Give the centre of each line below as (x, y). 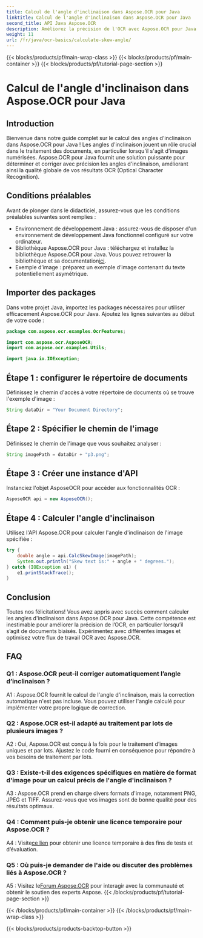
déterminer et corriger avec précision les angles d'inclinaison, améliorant (98, 164)
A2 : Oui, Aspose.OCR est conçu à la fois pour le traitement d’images (92, 744)
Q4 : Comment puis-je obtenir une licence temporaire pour (94, 822)
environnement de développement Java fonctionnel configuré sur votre (104, 235)
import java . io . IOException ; (43, 359)
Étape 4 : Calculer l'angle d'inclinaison (81, 518)
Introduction (30, 123)
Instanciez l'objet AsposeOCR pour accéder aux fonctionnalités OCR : (93, 488)
